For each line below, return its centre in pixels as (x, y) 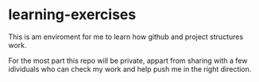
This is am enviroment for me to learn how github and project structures (126, 37)
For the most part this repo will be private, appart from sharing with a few (128, 61)
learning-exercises (72, 15)
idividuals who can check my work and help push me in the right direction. (130, 68)
